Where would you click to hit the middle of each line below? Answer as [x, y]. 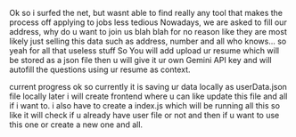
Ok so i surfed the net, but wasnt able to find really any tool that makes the [146, 13]
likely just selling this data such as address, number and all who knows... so [148, 41]
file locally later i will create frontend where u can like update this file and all [148, 96]
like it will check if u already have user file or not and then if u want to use [144, 115]
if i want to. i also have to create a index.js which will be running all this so [145, 105]
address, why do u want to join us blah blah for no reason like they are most [148, 32]
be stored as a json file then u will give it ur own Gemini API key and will [140, 60]
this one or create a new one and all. [76, 125]
